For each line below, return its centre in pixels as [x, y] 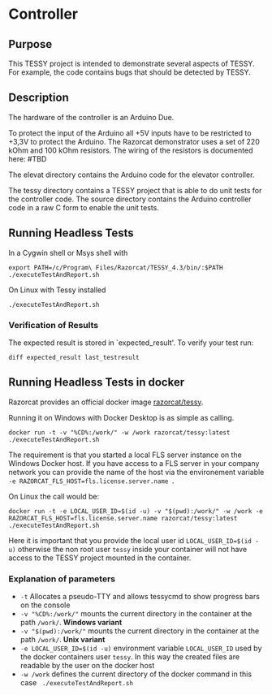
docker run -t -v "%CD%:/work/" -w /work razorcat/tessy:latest [119, 432]
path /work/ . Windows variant [71, 623]
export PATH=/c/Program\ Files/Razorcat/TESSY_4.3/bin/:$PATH [116, 268]
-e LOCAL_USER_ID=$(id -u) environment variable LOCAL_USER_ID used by [141, 648]
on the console [45, 605]
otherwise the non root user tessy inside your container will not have [132, 549]
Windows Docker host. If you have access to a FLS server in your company [134, 463]
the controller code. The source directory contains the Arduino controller [130, 199]
